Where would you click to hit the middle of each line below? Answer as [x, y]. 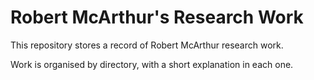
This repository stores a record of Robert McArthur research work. [147, 45]
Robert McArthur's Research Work [157, 17]
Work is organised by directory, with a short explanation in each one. [152, 64]
